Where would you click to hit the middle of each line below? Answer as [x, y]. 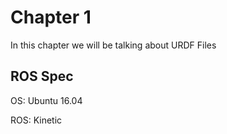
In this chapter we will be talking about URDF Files [113, 45]
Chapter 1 [51, 17]
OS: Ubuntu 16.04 [46, 100]
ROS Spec [42, 76]
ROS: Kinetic [36, 120]
